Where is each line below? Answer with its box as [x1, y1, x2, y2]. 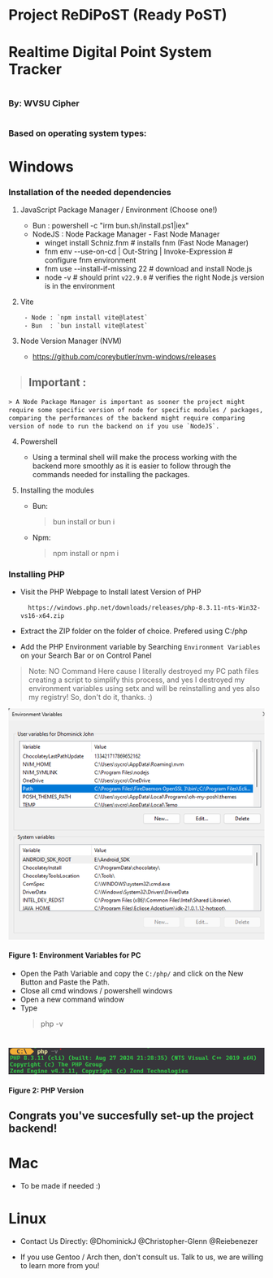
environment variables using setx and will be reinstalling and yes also [28, 684, 260, 693]
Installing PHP [8, 568, 65, 580]
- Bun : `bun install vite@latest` [24, 322, 149, 330]
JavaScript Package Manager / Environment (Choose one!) [19, 205, 218, 215]
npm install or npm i [52, 549, 119, 559]
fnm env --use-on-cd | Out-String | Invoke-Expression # [44, 246, 233, 257]
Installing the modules [19, 485, 95, 495]
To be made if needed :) [19, 1181, 102, 1191]
